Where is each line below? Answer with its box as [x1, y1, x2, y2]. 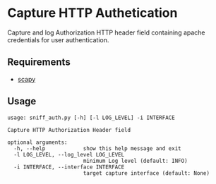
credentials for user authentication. [7, 35, 109, 44]
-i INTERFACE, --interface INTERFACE [13, 164, 125, 171]
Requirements [7, 56, 71, 68]
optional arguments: [7, 139, 68, 146]
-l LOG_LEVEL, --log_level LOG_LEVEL [13, 151, 125, 158]
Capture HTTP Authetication [7, 5, 178, 21]
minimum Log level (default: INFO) [83, 157, 188, 164]
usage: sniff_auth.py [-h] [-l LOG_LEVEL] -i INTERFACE [7, 114, 175, 121]
